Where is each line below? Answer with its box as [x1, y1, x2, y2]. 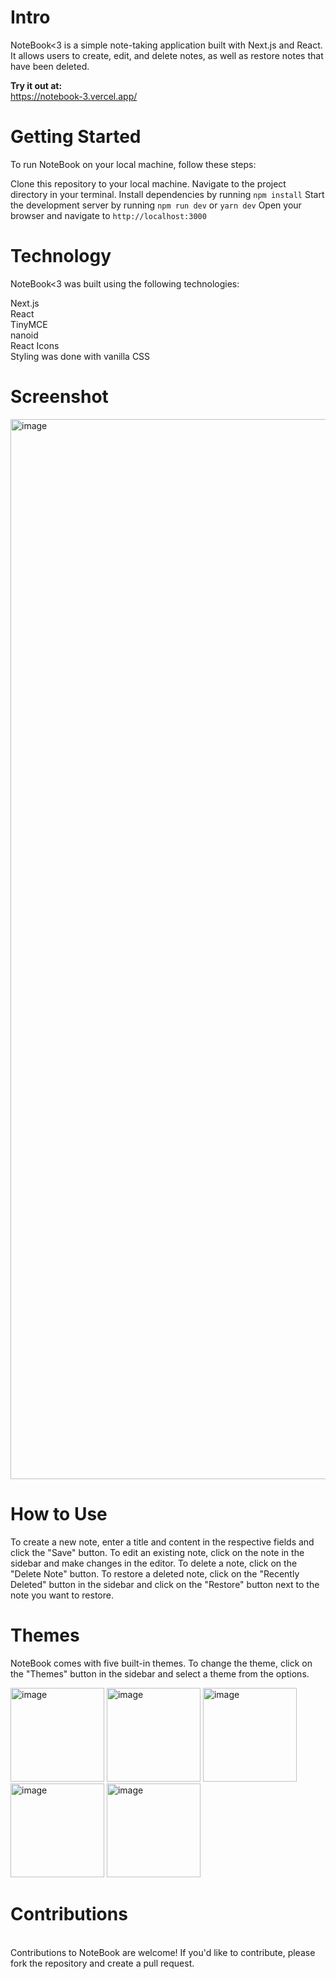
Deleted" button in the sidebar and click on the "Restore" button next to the [10, 1578, 320, 1590]
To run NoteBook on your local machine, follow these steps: [10, 158, 257, 170]
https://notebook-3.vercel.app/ [10, 90, 138, 102]
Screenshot [10, 386, 109, 408]
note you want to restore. [10, 1589, 114, 1601]
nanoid [10, 329, 39, 341]
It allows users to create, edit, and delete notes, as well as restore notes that [10, 49, 324, 61]
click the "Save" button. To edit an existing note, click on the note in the [10, 1546, 305, 1558]
